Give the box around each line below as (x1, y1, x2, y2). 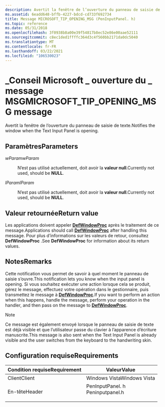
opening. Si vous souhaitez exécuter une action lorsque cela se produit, (5, 281, 151, 287)
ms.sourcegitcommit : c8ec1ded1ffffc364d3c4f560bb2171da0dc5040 (5, 35, 138, 40)
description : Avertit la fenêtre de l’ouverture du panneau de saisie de (5, 7, 161, 12)
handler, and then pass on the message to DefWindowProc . (5, 302, 127, 308)
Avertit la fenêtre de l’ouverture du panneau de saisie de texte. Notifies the (5, 122, 156, 129)
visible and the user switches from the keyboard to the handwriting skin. (5, 337, 152, 343)
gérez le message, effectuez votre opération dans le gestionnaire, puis (5, 286, 149, 292)
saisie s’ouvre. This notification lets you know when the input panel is (5, 276, 145, 282)
